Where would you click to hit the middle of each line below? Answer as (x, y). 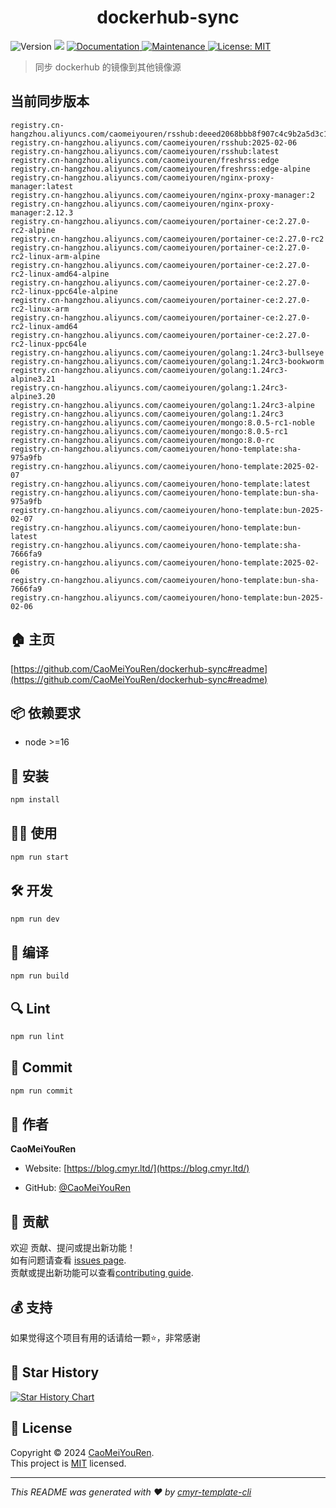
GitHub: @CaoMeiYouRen (77, 1188)
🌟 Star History (55, 1372)
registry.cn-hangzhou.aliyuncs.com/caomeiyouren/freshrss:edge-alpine (160, 169)
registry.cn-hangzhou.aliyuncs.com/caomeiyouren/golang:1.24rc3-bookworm (167, 361)
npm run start (40, 857)
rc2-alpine (33, 230)
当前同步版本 (50, 101)
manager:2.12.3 (42, 212)
